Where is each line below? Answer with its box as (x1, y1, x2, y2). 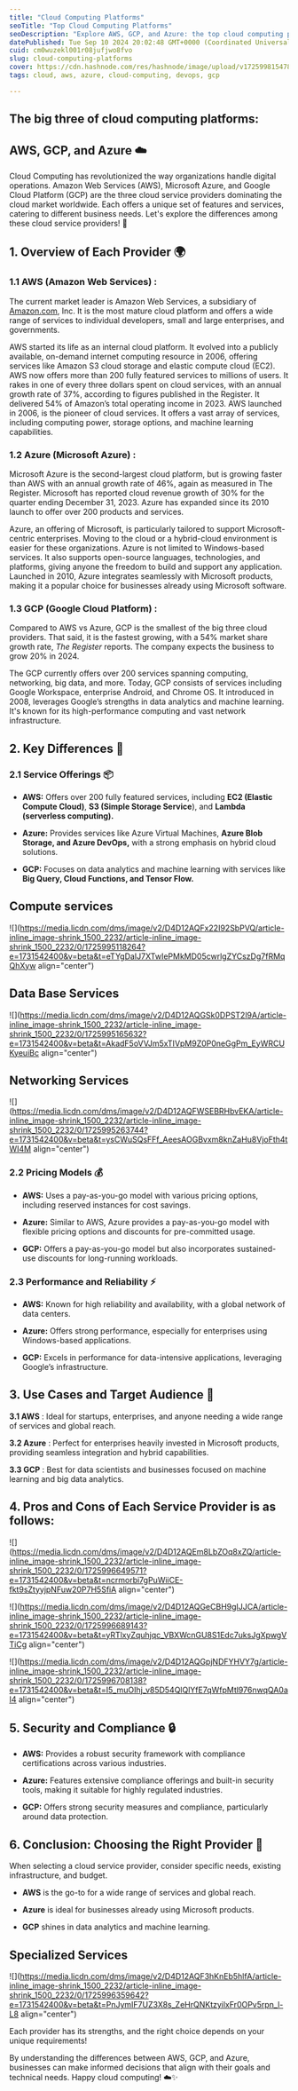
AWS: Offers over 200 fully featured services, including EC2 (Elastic (21, 791, 273, 802)
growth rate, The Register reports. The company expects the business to (9, 641, 275, 653)
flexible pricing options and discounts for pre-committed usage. (21, 1226, 255, 1237)
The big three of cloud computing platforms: (9, 112, 259, 127)
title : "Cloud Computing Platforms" (9, 12, 145, 22)
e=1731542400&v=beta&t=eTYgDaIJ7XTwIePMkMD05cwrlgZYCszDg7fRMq (9, 951, 286, 962)
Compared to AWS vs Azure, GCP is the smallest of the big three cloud (9, 622, 268, 633)
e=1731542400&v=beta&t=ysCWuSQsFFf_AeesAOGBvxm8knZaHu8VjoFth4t (9, 1134, 288, 1145)
